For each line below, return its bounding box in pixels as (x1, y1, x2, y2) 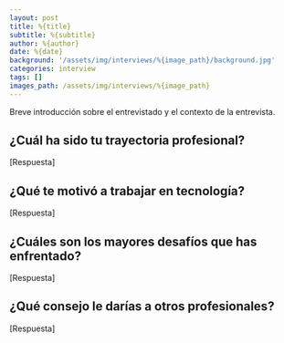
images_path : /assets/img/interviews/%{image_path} (9, 81, 210, 90)
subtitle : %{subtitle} (9, 30, 96, 39)
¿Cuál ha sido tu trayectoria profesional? (9, 133, 246, 149)
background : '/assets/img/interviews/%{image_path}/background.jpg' (9, 56, 276, 65)
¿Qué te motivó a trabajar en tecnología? (9, 183, 245, 199)
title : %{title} (9, 22, 71, 31)
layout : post (9, 13, 59, 23)
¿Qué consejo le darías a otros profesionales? (9, 298, 275, 315)
